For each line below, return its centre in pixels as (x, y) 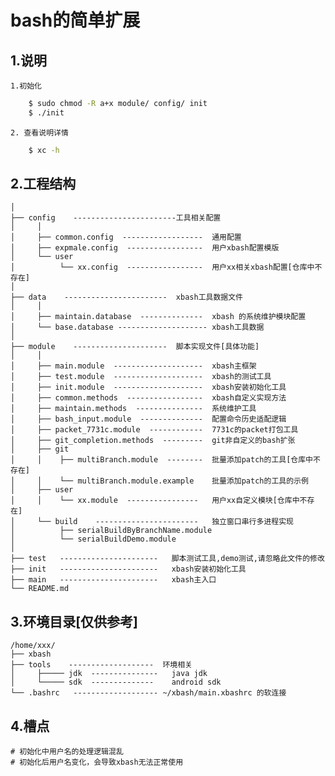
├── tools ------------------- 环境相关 (101, 665)
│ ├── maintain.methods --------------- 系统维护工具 (133, 409)
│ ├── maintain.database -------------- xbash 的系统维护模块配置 (158, 317)
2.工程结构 (43, 184)
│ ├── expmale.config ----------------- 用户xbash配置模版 (145, 248)
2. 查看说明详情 (39, 132)
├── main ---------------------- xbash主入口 (113, 580)
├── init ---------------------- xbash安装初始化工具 (128, 569)
